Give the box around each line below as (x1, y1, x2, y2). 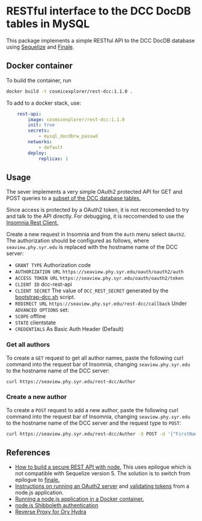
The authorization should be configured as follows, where (6, 237, 149, 244)
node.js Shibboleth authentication (14, 502, 99, 509)
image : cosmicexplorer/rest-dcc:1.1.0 (28, 116, 125, 123)
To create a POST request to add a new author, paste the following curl (6, 406, 179, 413)
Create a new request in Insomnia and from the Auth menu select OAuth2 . (6, 230, 186, 238)
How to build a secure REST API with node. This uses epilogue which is (14, 463, 192, 470)
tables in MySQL (6, 17, 90, 31)
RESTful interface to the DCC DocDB (6, 4, 191, 18)
